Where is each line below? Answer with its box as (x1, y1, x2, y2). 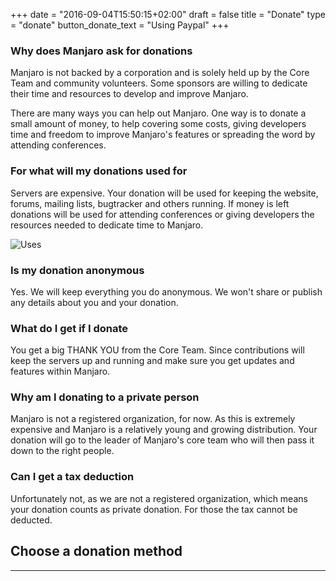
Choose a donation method (10, 543, 183, 560)
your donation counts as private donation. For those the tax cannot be (10, 503, 298, 515)
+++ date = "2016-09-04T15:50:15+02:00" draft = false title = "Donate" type (10, 9, 327, 20)
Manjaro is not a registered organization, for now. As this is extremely (10, 413, 296, 425)
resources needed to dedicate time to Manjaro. (10, 219, 204, 231)
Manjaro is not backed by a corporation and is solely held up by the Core (10, 67, 310, 79)
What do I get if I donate (10, 321, 129, 335)
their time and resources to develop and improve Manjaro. (10, 88, 249, 100)
